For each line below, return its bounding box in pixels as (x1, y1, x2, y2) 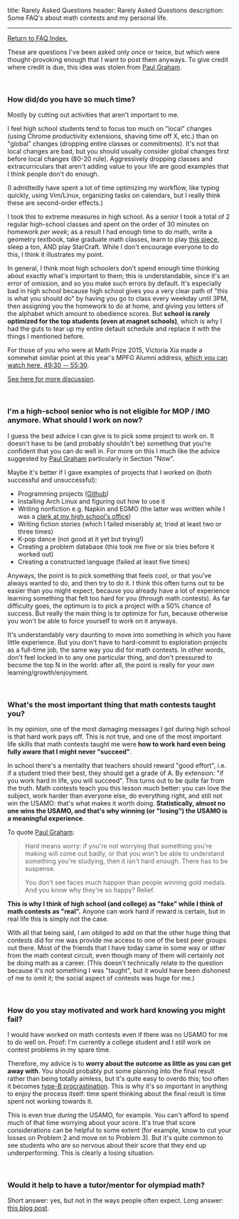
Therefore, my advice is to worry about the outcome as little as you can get (7, 1060, 232, 1068)
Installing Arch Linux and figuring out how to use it (17, 497, 166, 505)
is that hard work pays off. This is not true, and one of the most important (7, 732, 222, 741)
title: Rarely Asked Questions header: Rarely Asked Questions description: (7, 6, 224, 14)
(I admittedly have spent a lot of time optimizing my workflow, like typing (7, 184, 220, 192)
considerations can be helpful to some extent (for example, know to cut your (7, 1126, 232, 1134)
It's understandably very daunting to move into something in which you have (7, 630, 232, 639)
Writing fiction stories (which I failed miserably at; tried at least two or (17, 519, 222, 528)
